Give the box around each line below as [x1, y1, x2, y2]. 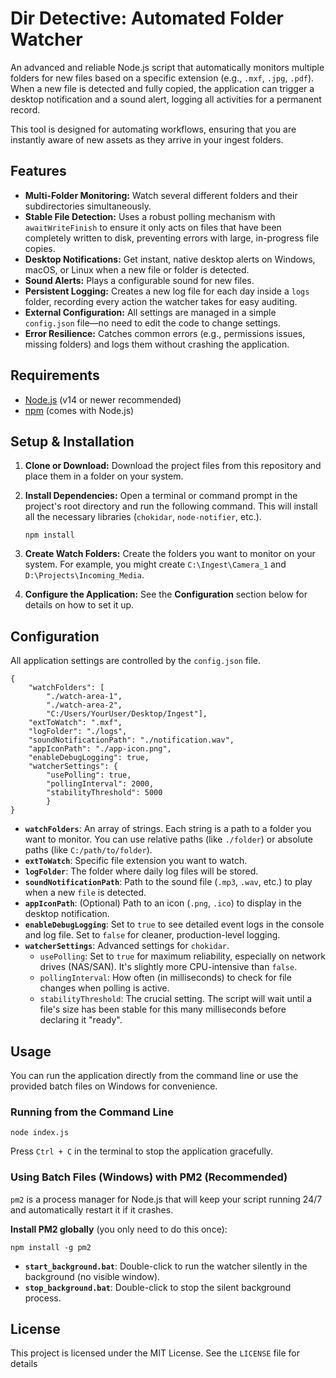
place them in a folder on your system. [24, 470, 184, 482]
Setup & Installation [10, 433, 135, 450]
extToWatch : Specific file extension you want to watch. [24, 855, 248, 867]
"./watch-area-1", [46, 692, 123, 702]
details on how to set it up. [24, 599, 135, 611]
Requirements [10, 367, 100, 384]
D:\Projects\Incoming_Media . [24, 569, 145, 581]
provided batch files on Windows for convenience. [10, 1080, 218, 1092]
